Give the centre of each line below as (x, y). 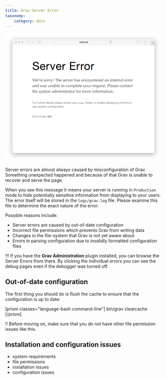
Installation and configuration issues (63, 344)
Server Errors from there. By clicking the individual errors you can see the (81, 261)
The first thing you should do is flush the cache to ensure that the (72, 294)
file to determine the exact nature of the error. (52, 205)
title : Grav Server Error (32, 10)
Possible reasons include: (32, 215)
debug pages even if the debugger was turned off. (57, 266)
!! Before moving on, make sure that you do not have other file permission (80, 324)
